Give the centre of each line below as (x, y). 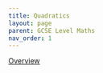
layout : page (30, 23)
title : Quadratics (39, 16)
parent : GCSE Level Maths (51, 30)
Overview (24, 61)
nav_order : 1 (30, 38)
